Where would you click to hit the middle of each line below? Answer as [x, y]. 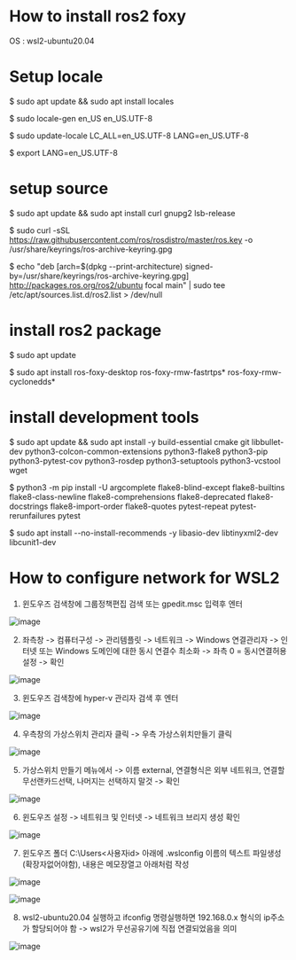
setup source [59, 189]
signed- [199, 266]
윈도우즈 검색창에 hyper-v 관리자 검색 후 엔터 [100, 698]
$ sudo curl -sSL [40, 230]
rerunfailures [32, 515]
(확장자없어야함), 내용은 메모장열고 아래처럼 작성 [105, 864]
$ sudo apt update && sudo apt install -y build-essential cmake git [129, 441]
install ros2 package [86, 331]
